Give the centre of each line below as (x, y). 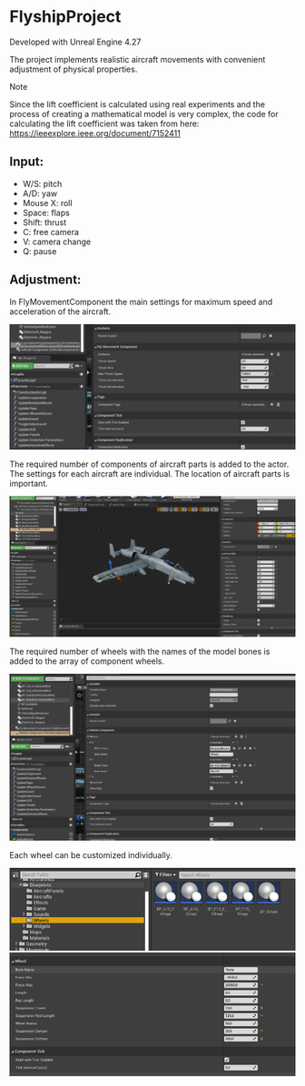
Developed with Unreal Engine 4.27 (75, 42)
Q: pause (39, 251)
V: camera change (57, 242)
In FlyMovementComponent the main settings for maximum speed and (141, 301)
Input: (26, 162)
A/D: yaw (39, 193)
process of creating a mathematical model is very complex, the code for (144, 114)
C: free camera (51, 232)
